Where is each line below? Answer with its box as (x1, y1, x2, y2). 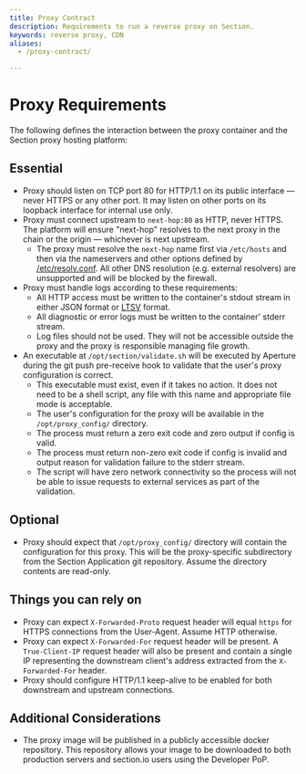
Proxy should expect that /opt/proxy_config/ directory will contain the (22, 536, 287, 548)
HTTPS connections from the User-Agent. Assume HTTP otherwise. (22, 626, 278, 637)
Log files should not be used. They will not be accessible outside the (36, 330, 294, 341)
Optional (9, 512, 59, 528)
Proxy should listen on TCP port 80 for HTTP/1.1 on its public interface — (22, 184, 295, 196)
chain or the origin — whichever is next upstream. (22, 234, 210, 245)
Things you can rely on (9, 592, 142, 608)
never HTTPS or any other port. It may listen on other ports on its (22, 194, 267, 205)
